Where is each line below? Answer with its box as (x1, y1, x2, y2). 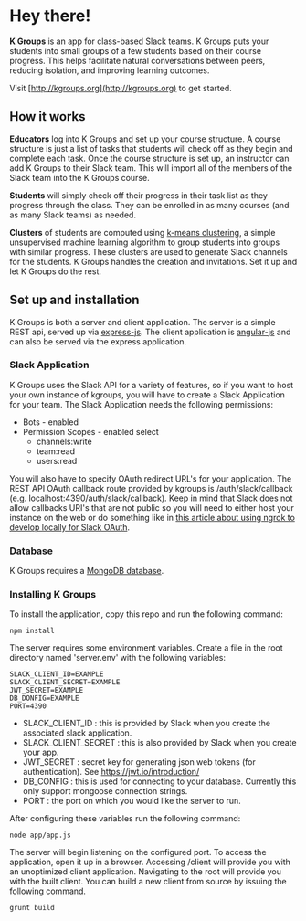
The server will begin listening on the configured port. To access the (9, 847, 267, 858)
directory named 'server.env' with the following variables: (9, 652, 227, 663)
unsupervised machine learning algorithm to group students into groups (9, 237, 280, 248)
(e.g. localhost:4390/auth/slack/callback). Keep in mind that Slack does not (9, 492, 293, 503)
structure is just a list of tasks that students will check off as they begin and (9, 143, 294, 153)
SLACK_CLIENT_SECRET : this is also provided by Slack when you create (22, 737, 297, 748)
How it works (9, 109, 86, 124)
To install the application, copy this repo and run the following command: (9, 609, 283, 619)
